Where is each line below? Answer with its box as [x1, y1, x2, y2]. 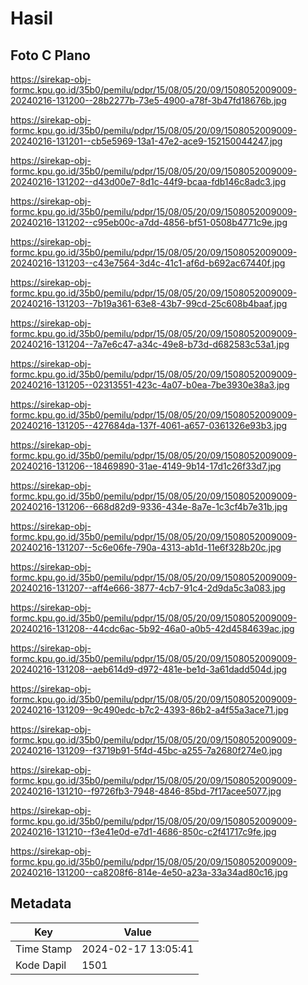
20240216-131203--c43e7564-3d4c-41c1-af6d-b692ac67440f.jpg [10, 257, 286, 269]
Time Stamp [15, 942, 73, 956]
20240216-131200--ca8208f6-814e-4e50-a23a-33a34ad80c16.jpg [10, 867, 288, 878]
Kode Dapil [15, 958, 67, 972]
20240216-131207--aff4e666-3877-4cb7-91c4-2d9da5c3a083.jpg [10, 582, 286, 594]
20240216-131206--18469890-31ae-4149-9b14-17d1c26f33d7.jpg [10, 460, 282, 472]
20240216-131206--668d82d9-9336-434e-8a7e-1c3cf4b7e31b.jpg [10, 501, 288, 512]
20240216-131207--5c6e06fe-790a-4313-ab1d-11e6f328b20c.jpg [10, 542, 282, 553]
